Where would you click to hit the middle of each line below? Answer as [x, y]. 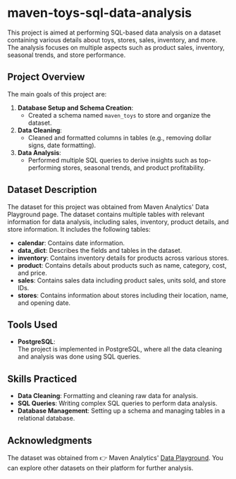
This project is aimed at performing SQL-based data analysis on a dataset [114, 32]
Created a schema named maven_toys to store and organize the [119, 115]
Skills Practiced [42, 379]
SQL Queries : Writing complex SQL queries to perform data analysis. [117, 404]
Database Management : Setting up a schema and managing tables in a [121, 411]
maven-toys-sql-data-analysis [100, 13]
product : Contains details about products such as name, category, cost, [122, 265]
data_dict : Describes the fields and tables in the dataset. [100, 250]
